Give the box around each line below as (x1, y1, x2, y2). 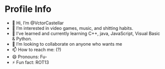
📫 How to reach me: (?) (11, 46, 61, 53)
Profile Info (4, 3, 51, 15)
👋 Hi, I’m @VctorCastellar (11, 20, 64, 26)
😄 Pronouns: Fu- (11, 54, 47, 60)
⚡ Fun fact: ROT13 (11, 59, 49, 65)
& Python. (11, 36, 32, 42)
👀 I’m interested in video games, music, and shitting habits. (11, 25, 133, 31)
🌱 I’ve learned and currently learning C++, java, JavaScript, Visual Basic (11, 30, 160, 36)
